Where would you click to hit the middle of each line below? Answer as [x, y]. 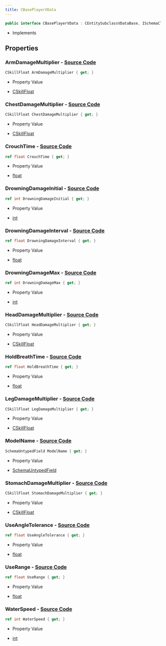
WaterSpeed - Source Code [39, 609]
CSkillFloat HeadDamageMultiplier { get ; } [51, 325]
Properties [22, 48]
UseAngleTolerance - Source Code [47, 525]
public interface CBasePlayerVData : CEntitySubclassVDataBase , [73, 23]
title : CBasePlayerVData [31, 10]
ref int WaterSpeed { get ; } [35, 619]
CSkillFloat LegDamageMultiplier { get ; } [49, 409]
